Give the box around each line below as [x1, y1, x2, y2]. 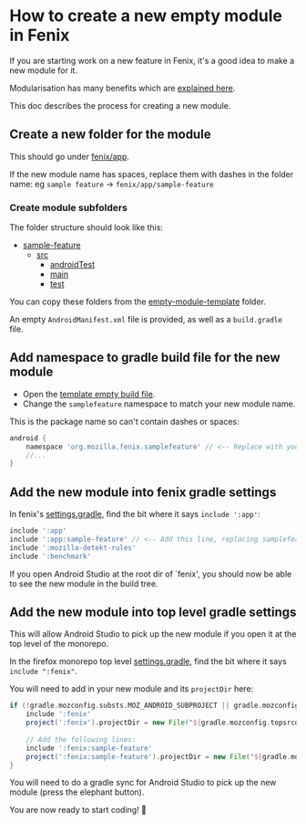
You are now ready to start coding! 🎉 [9, 805, 148, 816]
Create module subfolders [9, 201, 127, 214]
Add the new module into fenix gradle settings [9, 484, 277, 500]
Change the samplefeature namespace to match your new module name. [22, 398, 296, 409]
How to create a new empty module [9, 5, 282, 26]
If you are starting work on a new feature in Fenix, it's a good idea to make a [9, 55, 295, 66]
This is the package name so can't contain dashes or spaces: [9, 416, 240, 427]
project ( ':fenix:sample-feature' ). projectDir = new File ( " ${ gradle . [25, 752, 291, 761]
